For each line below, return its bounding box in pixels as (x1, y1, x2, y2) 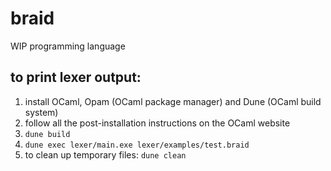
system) (24, 106, 59, 118)
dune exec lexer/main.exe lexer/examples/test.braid (24, 140, 250, 150)
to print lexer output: (10, 69, 142, 86)
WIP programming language (10, 40, 126, 52)
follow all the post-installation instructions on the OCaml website (24, 117, 291, 129)
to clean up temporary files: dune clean (24, 148, 187, 161)
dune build (24, 129, 71, 139)
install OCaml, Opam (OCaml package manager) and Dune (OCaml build (24, 95, 322, 107)
